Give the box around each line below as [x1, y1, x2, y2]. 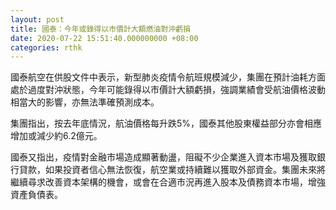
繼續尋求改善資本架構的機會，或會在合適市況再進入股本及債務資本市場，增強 [10, 176, 326, 188]
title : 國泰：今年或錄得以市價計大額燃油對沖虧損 [10, 24, 191, 34]
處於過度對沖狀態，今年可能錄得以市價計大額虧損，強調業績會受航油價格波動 [10, 84, 326, 96]
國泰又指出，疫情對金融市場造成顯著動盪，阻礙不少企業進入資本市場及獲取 [10, 151, 317, 163]
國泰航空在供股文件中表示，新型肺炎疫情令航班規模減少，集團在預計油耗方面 [10, 71, 326, 83]
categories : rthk [10, 42, 83, 53]
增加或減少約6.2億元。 [10, 130, 103, 142]
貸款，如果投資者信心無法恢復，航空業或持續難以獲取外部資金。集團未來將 [18, 164, 326, 176]
